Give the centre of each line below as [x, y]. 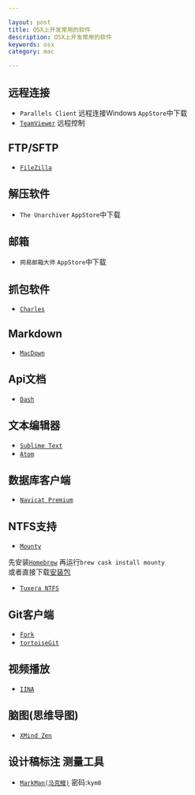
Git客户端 [31, 615]
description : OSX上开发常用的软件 [60, 37]
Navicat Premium [46, 500]
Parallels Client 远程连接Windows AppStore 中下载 [103, 113]
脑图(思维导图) [43, 716]
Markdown [36, 333]
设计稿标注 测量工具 [56, 762]
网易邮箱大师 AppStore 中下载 [63, 262]
